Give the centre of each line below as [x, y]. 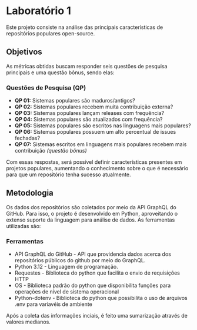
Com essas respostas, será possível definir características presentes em [94, 162]
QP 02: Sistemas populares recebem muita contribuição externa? [94, 107]
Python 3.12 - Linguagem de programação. [66, 267]
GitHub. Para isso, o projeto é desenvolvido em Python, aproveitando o [92, 213]
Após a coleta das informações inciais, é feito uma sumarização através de [97, 316]
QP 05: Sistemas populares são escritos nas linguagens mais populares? [103, 126]
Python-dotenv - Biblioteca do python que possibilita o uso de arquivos [101, 298]
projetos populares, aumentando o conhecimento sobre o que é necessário [97, 169]
